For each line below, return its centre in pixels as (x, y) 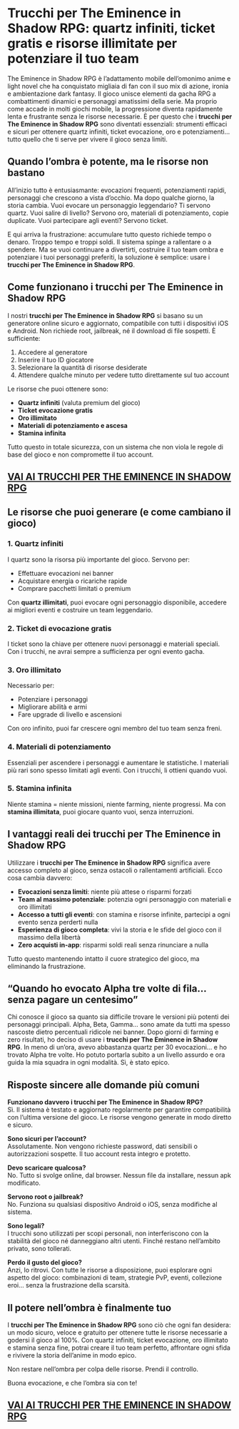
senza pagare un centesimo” (73, 1000)
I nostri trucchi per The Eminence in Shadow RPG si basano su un (105, 315)
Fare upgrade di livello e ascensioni (70, 714)
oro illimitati (35, 907)
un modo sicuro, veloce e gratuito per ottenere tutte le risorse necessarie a (117, 1333)
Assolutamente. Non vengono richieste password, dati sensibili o (103, 1146)
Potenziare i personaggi (52, 699)
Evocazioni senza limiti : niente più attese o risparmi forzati (105, 892)
